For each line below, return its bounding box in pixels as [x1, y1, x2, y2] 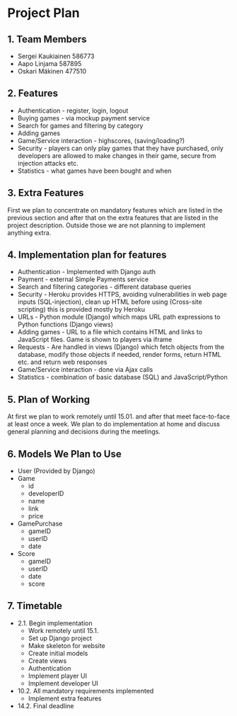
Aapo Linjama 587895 [17, 59, 82, 68]
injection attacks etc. [17, 159, 79, 167]
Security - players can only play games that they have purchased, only [17, 144, 224, 152]
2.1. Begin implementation [17, 618, 93, 627]
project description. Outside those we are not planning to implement [7, 221, 206, 229]
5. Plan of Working [7, 393, 91, 405]
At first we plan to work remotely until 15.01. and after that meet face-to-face [7, 412, 230, 421]
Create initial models [28, 649, 88, 657]
